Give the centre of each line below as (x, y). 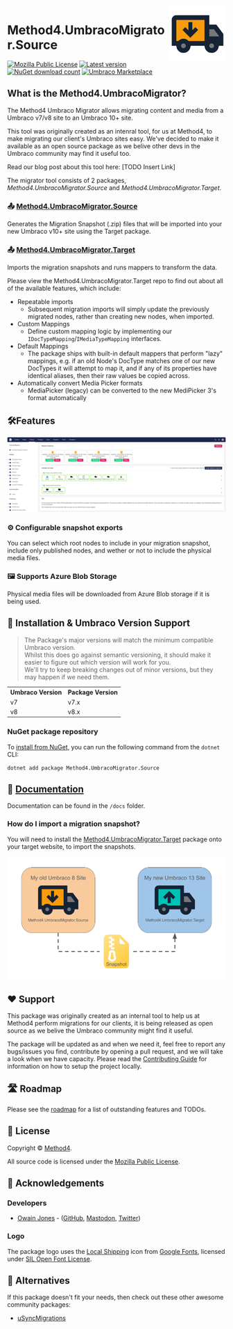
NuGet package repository (53, 732)
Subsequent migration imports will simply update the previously (118, 309)
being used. (24, 602)
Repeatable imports (45, 302)
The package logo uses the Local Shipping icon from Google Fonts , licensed (116, 1251)
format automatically (57, 398)
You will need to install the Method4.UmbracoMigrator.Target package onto (114, 839)
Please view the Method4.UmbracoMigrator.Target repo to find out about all (115, 281)
